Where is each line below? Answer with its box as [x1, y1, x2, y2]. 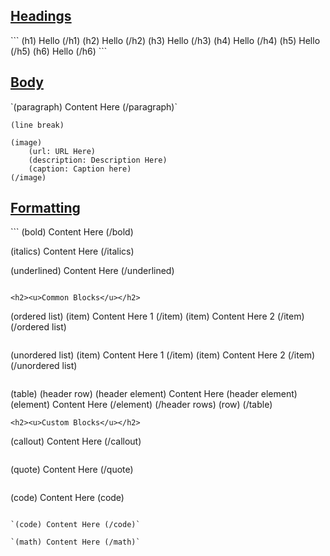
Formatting [10, 200, 81, 217]
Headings [10, 8, 72, 25]
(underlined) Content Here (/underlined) [10, 265, 175, 277]
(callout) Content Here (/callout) [10, 435, 142, 448]
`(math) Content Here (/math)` [10, 537, 141, 548]
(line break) [10, 120, 65, 130]
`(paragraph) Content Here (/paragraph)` [10, 100, 178, 113]
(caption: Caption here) [28, 164, 132, 174]
